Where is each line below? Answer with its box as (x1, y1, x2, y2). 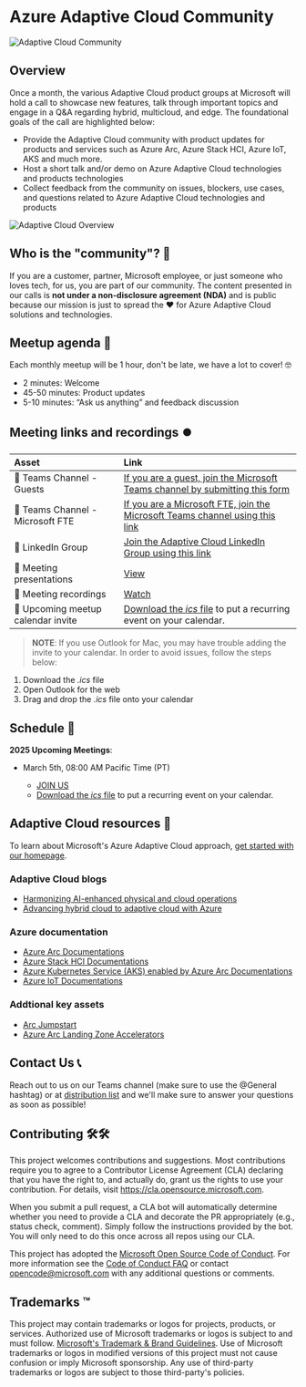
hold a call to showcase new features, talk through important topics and (9, 97, 279, 108)
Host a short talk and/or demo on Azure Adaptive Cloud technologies (22, 162, 282, 174)
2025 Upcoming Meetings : (9, 745, 113, 755)
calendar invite (14, 614, 77, 626)
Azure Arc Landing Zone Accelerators (22, 1029, 165, 1040)
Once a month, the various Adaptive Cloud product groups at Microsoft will (9, 87, 291, 98)
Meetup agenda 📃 (9, 335, 112, 350)
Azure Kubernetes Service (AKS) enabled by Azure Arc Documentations (22, 966, 293, 977)
